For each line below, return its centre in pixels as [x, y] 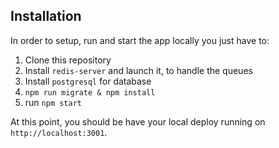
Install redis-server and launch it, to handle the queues [138, 70]
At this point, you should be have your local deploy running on [138, 121]
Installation [46, 16]
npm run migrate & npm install [90, 92]
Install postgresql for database [88, 81]
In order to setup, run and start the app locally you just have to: [140, 40]
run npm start [53, 102]
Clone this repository [68, 60]
